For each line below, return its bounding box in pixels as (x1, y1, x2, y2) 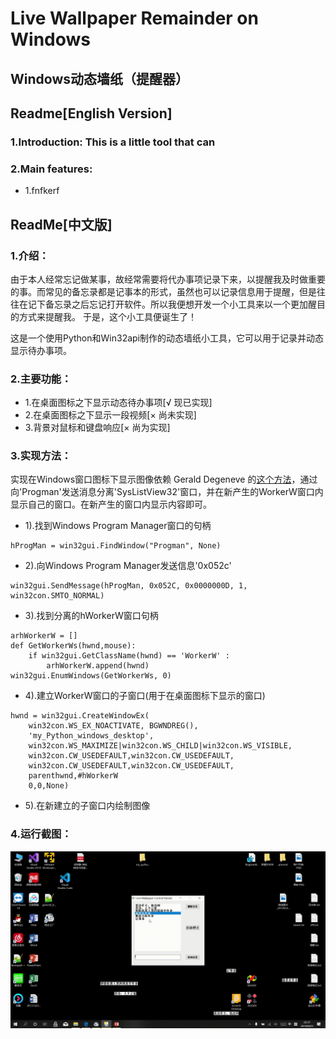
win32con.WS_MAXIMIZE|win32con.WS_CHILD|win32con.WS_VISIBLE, (28, 741, 293, 751)
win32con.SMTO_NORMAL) (10, 591, 105, 601)
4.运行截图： (10, 827, 72, 841)
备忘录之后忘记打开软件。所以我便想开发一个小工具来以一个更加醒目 (44, 298, 326, 310)
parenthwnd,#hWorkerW (28, 771, 118, 781)
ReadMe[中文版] (10, 216, 113, 233)
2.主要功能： (10, 372, 72, 386)
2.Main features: (10, 162, 93, 176)
